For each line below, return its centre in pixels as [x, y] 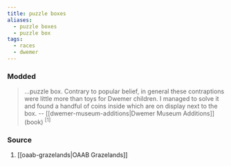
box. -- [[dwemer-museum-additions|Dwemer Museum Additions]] [119, 113]
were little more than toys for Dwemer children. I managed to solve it [121, 99]
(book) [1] [37, 121]
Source [20, 140]
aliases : [20, 20]
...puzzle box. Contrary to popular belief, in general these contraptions [124, 91]
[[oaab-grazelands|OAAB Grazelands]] [72, 155]
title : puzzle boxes [37, 13]
